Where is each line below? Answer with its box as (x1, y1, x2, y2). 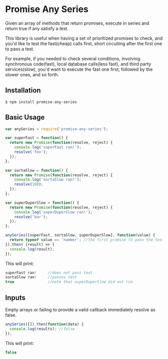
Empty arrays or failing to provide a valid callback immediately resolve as (5, 307, 156, 312)
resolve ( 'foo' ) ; (14, 150, 48, 155)
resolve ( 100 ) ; (14, 182, 43, 187)
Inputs (5, 293, 26, 302)
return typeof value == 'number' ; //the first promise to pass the (9, 237, 153, 243)
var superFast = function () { (5, 136, 68, 141)
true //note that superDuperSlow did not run (5, 280, 133, 285)
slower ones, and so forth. (5, 71, 59, 77)
